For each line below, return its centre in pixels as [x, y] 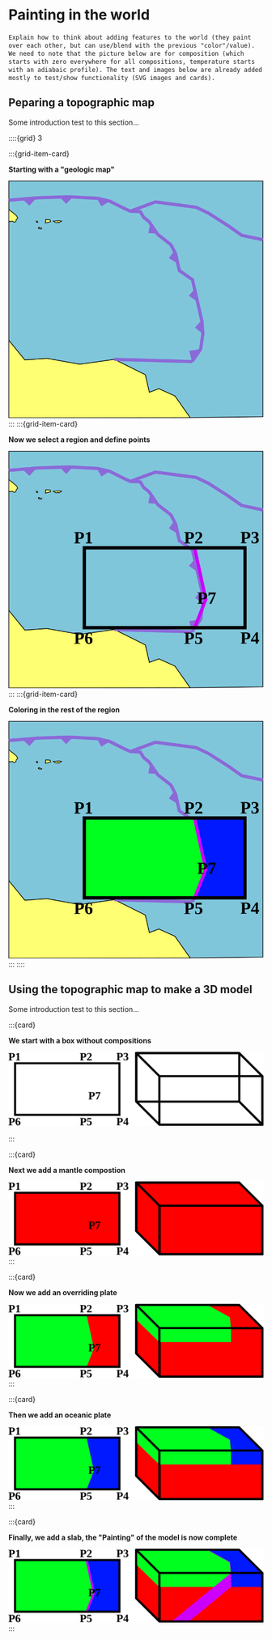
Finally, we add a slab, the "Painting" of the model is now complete [123, 1538]
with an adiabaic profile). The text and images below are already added [136, 70]
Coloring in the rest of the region [64, 709]
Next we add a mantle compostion [67, 1170]
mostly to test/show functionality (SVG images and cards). [112, 78]
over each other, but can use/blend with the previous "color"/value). [132, 45]
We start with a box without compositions [80, 1040]
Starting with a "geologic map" [62, 169]
